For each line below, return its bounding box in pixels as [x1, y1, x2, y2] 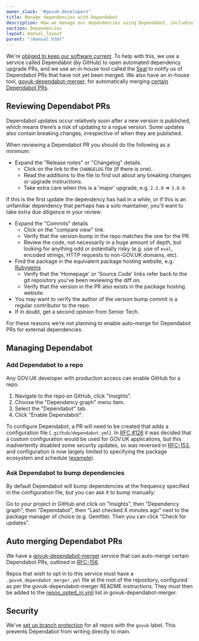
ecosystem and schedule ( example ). [6, 454, 95, 461]
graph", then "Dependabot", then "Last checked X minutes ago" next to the [6, 506, 190, 513]
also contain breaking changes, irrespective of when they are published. [6, 129, 182, 137]
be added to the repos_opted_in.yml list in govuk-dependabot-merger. [6, 589, 178, 596]
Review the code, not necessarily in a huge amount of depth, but [23, 239, 182, 246]
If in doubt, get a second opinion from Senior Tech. [14, 308, 139, 315]
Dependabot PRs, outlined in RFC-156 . [6, 559, 99, 566]
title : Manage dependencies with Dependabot [6, 14, 118, 20]
